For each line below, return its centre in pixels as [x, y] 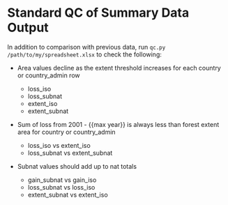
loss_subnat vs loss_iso [61, 187]
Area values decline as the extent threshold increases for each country [119, 68]
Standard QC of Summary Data [98, 13]
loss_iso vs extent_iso [59, 145]
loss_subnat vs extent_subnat [70, 153]
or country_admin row [48, 75]
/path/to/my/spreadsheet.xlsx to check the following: [85, 54]
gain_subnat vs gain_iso [62, 180]
